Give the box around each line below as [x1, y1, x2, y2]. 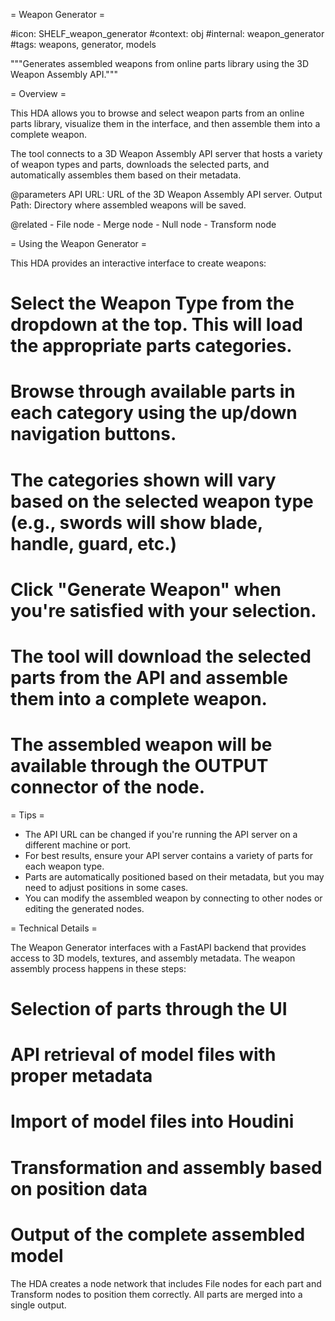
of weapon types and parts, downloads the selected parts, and [10, 159, 270, 170]
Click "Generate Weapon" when [10, 578, 282, 601]
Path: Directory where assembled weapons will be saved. [10, 199, 247, 211]
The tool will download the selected [10, 645, 312, 668]
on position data [10, 1177, 148, 1200]
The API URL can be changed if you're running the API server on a [24, 828, 298, 840]
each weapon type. [24, 860, 105, 872]
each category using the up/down [10, 402, 298, 424]
